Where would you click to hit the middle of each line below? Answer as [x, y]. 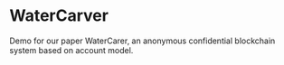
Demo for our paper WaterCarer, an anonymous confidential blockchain [142, 41]
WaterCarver [59, 16]
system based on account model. [71, 50]
